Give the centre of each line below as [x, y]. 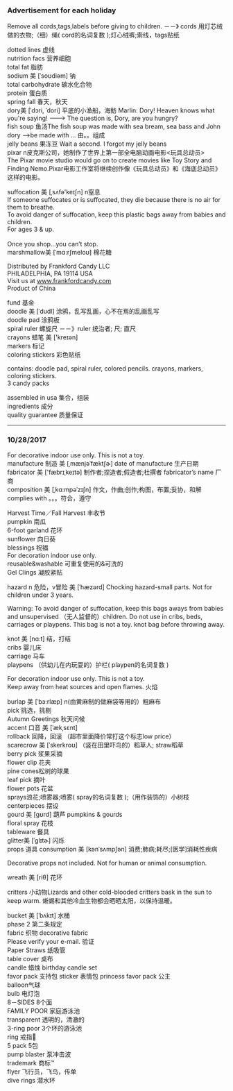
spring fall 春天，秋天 [37, 102]
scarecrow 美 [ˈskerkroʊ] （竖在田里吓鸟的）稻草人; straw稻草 [95, 745]
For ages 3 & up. [31, 229]
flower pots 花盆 [31, 788]
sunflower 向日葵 [32, 539]
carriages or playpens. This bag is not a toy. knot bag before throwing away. [116, 624]
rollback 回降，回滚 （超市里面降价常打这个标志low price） [91, 736]
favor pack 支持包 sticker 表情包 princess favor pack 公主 [89, 976]
